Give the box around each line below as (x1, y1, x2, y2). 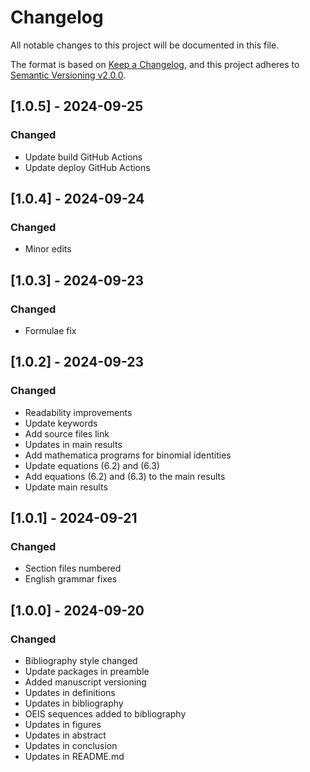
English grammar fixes (24, 573, 118, 585)
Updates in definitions (24, 687, 116, 699)
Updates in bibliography (24, 697, 124, 710)
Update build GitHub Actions (24, 151, 143, 163)
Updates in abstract (24, 729, 107, 741)
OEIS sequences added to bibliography (24, 708, 187, 720)
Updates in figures (24, 719, 102, 731)
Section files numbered (24, 562, 122, 575)
